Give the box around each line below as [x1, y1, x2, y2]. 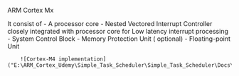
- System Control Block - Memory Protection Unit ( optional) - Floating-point [7, 34, 231, 43]
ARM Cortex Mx [7, 6, 54, 14]
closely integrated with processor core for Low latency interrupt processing [7, 27, 229, 35]
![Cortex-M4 [20, 56, 55, 63]
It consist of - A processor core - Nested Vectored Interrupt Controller [7, 20, 213, 27]
